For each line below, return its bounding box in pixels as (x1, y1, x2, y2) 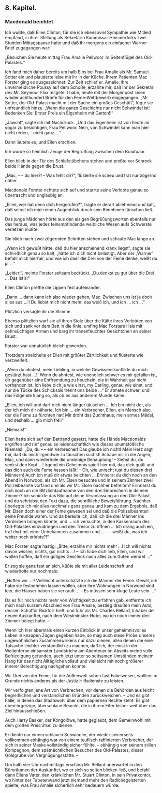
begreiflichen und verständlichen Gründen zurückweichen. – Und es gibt (5, 692, 150, 698)
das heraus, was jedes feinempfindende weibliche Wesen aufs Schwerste (5, 221, 152, 227)
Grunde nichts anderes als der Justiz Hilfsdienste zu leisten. (5, 678, 125, 683)
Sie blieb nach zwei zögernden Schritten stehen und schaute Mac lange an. (5, 236, 156, 241)
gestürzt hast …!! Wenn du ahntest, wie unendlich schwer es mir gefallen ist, (5, 372, 157, 378)
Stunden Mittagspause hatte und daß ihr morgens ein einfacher (5, 40, 132, 46)
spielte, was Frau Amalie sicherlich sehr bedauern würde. (5, 782, 119, 788)
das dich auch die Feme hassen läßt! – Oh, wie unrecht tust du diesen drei (5, 467, 152, 473)
